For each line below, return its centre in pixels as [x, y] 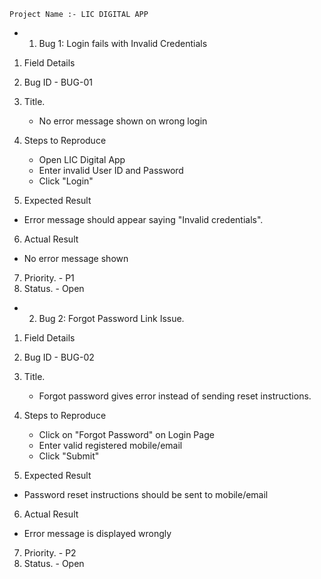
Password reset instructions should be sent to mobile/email [146, 494]
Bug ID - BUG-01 [58, 82]
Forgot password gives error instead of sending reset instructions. [175, 396]
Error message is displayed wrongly [97, 533]
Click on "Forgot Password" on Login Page [126, 434]
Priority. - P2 [50, 553]
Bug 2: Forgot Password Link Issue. [111, 318]
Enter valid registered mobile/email [110, 445]
